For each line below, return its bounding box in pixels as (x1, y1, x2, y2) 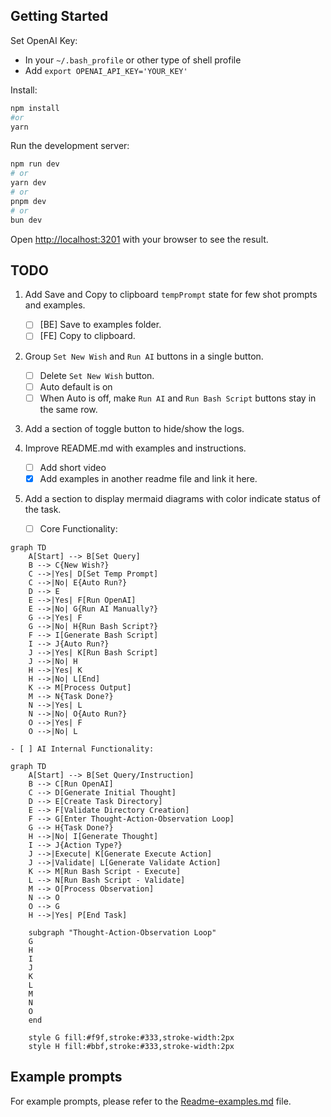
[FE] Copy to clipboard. (39, 330, 136, 342)
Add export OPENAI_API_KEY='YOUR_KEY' (24, 64, 188, 76)
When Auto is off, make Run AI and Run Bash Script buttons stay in (39, 392, 317, 404)
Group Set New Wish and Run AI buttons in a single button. (24, 350, 264, 362)
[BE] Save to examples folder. (39, 319, 162, 331)
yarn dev (10, 178, 47, 188)
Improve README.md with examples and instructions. (24, 442, 247, 454)
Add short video (39, 461, 107, 473)
